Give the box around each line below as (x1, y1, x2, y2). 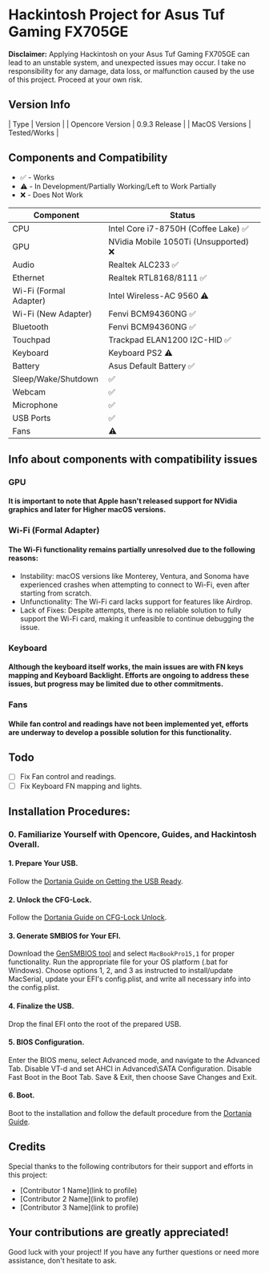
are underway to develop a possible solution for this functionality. (8, 727, 232, 737)
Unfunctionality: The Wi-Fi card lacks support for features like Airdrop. (19, 596, 253, 606)
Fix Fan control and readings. (19, 772, 117, 782)
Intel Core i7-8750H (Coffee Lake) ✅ (108, 223, 250, 234)
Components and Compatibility (8, 151, 168, 165)
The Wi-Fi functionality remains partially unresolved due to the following (8, 544, 255, 554)
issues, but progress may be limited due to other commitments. (8, 679, 224, 689)
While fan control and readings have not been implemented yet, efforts (8, 719, 249, 729)
